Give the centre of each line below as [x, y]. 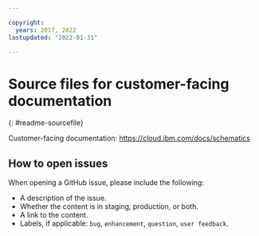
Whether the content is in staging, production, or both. [109, 206]
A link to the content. [54, 215]
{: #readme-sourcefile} [46, 123]
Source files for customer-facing [119, 84]
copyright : [26, 22]
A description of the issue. [63, 198]
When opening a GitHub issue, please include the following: [106, 183]
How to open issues [58, 163]
